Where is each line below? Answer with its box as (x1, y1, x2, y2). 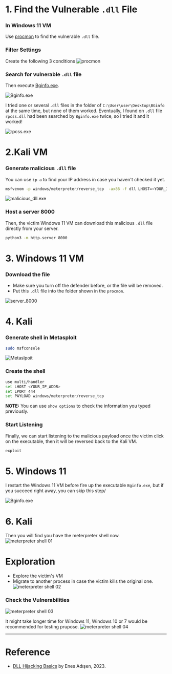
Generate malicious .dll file (5, 165, 76, 172)
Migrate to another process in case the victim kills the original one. (12, 578, 154, 584)
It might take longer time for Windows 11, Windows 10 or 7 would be (5, 618, 147, 624)
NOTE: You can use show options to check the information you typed (5, 403, 151, 409)
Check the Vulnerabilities (5, 597, 70, 604)
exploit (5, 448, 22, 453)
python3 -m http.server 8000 (5, 235, 68, 240)
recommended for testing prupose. (5, 623, 79, 629)
